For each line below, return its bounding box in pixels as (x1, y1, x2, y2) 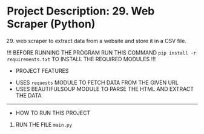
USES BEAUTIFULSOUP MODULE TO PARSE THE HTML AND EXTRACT (15, 85, 194, 92)
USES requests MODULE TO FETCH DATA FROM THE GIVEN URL (15, 79, 179, 86)
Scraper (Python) (7, 17, 96, 31)
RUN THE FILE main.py (15, 121, 72, 128)
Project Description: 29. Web (7, 4, 155, 18)
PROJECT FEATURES (15, 67, 69, 74)
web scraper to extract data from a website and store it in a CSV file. (15, 37, 186, 44)
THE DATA (15, 92, 42, 99)
